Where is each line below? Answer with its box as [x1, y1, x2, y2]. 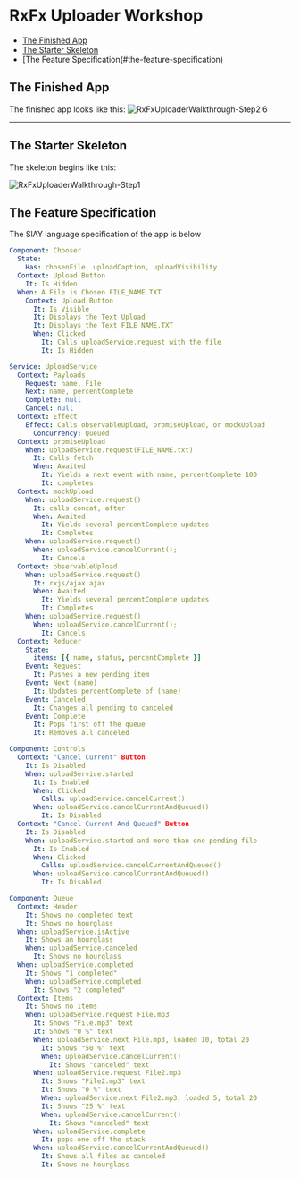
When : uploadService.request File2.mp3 [32, 1069, 181, 1078]
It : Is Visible [32, 304, 90, 313]
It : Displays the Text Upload [32, 312, 146, 322]
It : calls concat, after [32, 503, 126, 513]
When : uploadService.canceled [25, 943, 138, 953]
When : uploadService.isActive [17, 927, 129, 936]
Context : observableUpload [17, 561, 118, 571]
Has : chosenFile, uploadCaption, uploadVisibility [25, 263, 218, 272]
